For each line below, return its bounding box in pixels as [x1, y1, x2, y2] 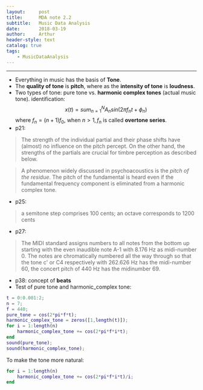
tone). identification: [14, 95, 65, 103]
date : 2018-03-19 [6, 25, 66, 32]
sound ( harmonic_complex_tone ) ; [6, 345, 85, 351]
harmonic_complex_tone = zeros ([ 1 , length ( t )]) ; [6, 318, 129, 324]
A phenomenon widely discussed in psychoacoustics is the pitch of [21, 167, 189, 174]
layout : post [6, 8, 50, 15]
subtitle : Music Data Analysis [6, 20, 91, 26]
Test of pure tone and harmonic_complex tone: [14, 283, 132, 290]
